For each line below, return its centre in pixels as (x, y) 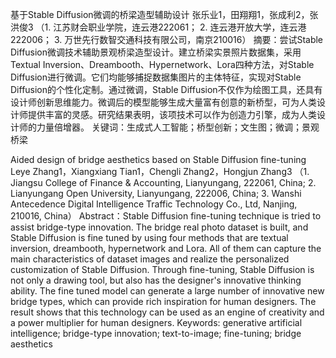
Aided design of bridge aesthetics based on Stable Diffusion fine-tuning (158, 159)
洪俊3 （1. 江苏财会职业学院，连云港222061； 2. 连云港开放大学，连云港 (158, 27)
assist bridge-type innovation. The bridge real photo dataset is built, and (159, 227)
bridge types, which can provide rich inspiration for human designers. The (163, 301)
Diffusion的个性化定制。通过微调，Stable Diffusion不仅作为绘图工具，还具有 (166, 89)
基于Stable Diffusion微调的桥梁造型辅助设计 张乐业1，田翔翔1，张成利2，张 (164, 14)
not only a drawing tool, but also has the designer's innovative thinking (156, 280)
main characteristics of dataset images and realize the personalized (150, 259)
